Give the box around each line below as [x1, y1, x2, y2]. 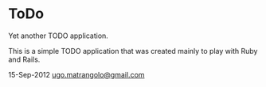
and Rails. [8, 55, 41, 64]
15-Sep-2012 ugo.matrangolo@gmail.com [8, 70, 145, 79]
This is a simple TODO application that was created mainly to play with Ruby [8, 46, 258, 55]
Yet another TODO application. [8, 31, 109, 40]
